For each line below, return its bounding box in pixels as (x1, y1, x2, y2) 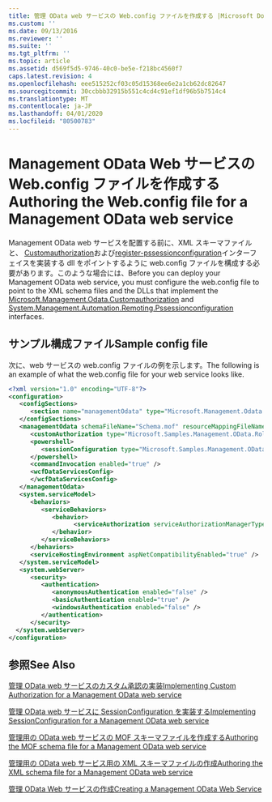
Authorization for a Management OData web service (8, 690, 182, 700)
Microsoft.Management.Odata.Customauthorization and (8, 294, 194, 304)
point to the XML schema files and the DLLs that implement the (8, 285, 219, 296)
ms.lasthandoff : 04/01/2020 (8, 110, 104, 118)
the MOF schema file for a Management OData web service (8, 742, 206, 752)
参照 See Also (8, 658, 75, 672)
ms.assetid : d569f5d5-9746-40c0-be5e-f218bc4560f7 (8, 65, 183, 73)
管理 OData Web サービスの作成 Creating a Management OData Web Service (8, 784, 262, 794)
